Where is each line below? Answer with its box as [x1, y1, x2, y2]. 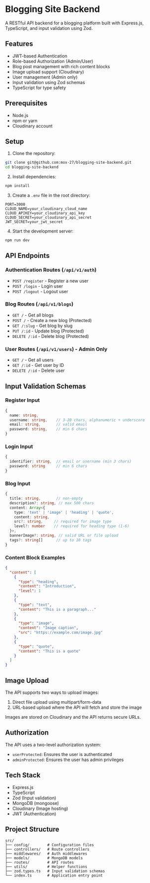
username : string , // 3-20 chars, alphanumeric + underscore [9, 417, 145, 423]
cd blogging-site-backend [5, 165, 58, 170]
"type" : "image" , [18, 621, 54, 626]
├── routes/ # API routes [5, 860, 74, 865]
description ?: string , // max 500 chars [9, 500, 94, 506]
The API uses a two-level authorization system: [5, 742, 101, 748]
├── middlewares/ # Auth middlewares [5, 851, 88, 857]
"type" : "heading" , [18, 579, 58, 584]
